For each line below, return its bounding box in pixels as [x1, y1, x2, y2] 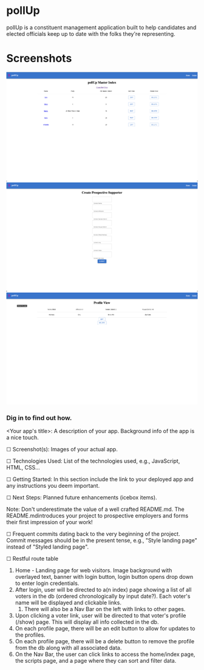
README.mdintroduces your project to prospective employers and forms [6, 512, 189, 519]
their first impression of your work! [6, 519, 93, 526]
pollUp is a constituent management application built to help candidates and [6, 24, 197, 31]
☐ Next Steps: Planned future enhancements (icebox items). [6, 494, 157, 501]
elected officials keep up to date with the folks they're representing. [6, 30, 175, 37]
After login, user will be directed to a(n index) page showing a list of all [15, 586, 192, 593]
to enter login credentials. [15, 579, 80, 587]
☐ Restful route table [6, 555, 59, 562]
